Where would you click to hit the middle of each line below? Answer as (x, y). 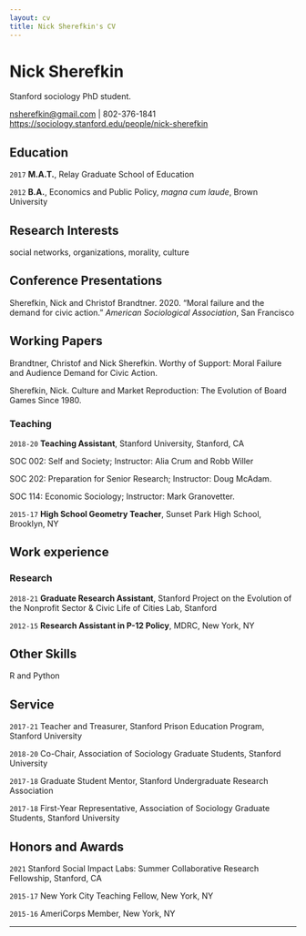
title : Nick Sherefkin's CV (63, 26)
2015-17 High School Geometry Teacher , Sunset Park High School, (136, 514)
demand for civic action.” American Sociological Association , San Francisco (152, 312)
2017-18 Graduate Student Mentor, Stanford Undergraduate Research (139, 781)
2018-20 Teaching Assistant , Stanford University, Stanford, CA (127, 443)
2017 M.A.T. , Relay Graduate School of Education (102, 175)
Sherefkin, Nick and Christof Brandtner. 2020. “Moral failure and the (137, 302)
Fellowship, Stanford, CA (56, 879)
